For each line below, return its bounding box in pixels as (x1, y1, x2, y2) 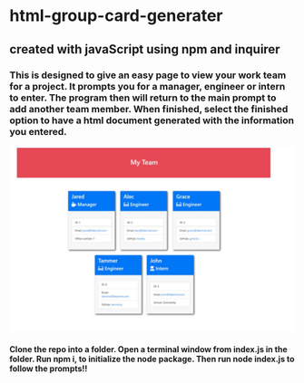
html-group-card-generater (9, 5, 223, 26)
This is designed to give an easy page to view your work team (9, 69, 287, 81)
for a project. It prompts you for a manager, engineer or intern (9, 80, 286, 92)
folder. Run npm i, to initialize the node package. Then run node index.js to (9, 354, 295, 365)
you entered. (9, 125, 67, 138)
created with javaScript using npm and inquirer (9, 42, 280, 57)
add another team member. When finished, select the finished (9, 102, 289, 115)
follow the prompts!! (9, 363, 88, 374)
